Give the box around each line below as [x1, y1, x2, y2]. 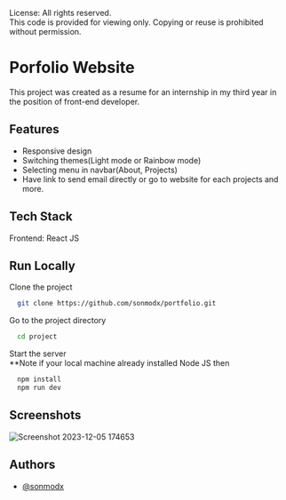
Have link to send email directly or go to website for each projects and [21, 173, 279, 185]
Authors [9, 457, 56, 472]
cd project [17, 332, 58, 341]
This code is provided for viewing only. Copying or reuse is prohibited [9, 17, 264, 28]
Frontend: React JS [9, 233, 80, 243]
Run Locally [9, 258, 75, 274]
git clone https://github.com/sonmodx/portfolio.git [17, 299, 217, 308]
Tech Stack [9, 209, 73, 225]
